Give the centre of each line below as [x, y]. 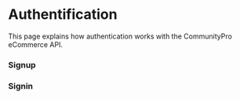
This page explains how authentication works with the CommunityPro [120, 36]
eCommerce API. [36, 44]
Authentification [63, 15]
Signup [22, 64]
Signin [21, 86]
